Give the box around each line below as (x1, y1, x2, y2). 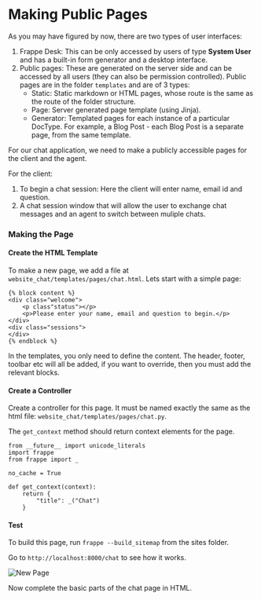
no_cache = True (8, 470, 61, 477)
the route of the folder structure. (31, 97, 136, 106)
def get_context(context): (8, 483, 97, 492)
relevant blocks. (8, 368, 61, 378)
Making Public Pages (8, 5, 148, 24)
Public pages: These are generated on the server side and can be (19, 63, 232, 72)
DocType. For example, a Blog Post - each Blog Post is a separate (31, 122, 244, 131)
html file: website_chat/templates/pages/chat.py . (8, 412, 167, 421)
